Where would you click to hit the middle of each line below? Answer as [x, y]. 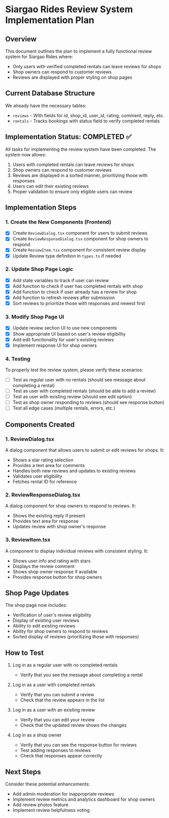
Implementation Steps [41, 208]
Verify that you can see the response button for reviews [78, 745]
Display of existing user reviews [46, 620]
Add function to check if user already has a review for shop [75, 292]
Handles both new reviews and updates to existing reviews [74, 471]
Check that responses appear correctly [61, 756]
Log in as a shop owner [37, 735]
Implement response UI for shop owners [55, 345]
